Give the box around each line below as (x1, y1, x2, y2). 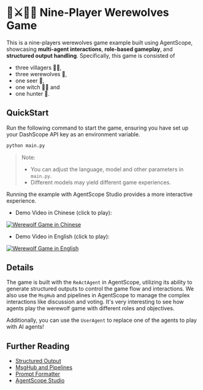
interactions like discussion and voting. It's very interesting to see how (6, 298, 184, 306)
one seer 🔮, (15, 77, 45, 84)
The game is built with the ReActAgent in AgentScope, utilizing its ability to (6, 279, 193, 286)
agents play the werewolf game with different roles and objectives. (6, 305, 175, 312)
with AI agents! (6, 323, 44, 330)
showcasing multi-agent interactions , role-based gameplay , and (6, 45, 173, 53)
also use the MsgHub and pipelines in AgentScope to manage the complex (6, 292, 190, 299)
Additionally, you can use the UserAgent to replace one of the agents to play (6, 316, 197, 324)
